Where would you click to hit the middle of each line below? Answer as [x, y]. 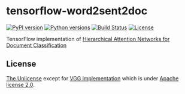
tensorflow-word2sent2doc [77, 11]
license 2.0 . [20, 84]
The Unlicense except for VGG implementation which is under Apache [92, 78]
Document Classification [37, 45]
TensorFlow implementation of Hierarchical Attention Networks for [88, 39]
